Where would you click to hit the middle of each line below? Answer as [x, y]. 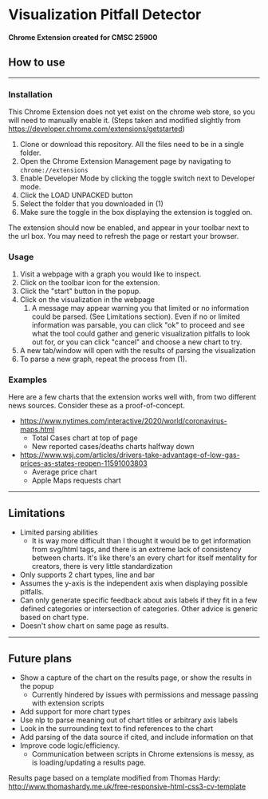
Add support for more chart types [75, 712]
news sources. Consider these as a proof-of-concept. [97, 406]
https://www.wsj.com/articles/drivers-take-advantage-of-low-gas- [130, 455]
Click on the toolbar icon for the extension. [90, 283]
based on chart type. [54, 618]
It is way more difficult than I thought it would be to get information [141, 541]
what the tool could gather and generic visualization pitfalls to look [141, 334]
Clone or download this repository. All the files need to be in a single [132, 144]
